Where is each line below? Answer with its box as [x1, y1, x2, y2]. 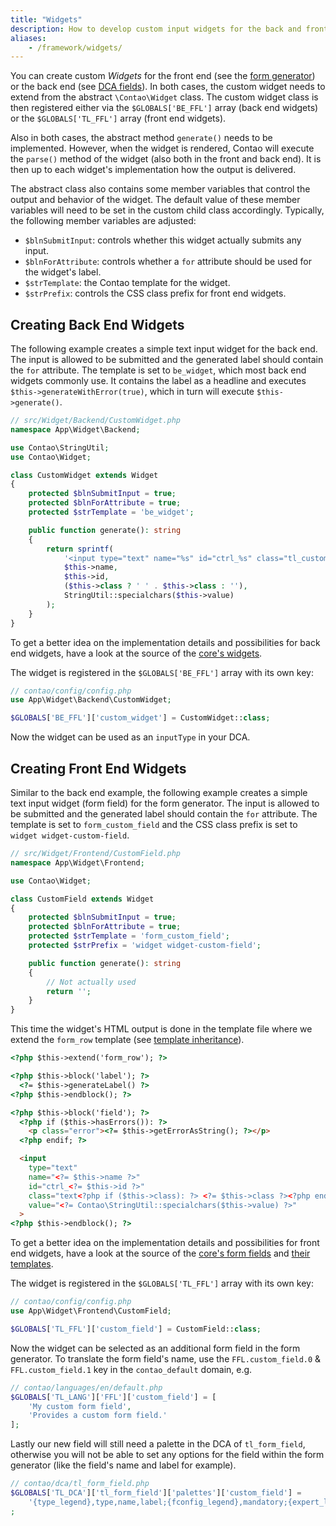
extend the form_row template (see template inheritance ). [10, 1034, 245, 1046]
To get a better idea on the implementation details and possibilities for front [10, 1237, 320, 1249]
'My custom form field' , [28, 1401, 132, 1411]
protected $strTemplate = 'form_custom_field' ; [28, 931, 230, 941]
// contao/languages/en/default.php [10, 1382, 163, 1393]
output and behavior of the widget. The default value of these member [10, 194, 301, 206]
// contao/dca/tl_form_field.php [10, 1479, 150, 1489]
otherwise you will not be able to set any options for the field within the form [10, 1449, 325, 1461]
